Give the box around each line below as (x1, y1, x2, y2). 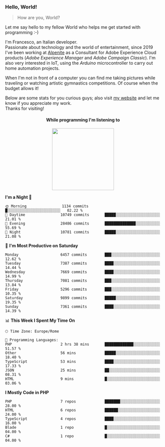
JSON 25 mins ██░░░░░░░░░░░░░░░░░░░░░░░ (5, 367, 161, 373)
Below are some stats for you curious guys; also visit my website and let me (5, 95, 160, 101)
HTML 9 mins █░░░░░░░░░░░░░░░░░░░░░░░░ (5, 376, 161, 381)
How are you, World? (17, 15, 60, 21)
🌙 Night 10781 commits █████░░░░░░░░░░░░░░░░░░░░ (5, 229, 161, 234)
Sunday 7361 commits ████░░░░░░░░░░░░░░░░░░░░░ (5, 304, 161, 309)
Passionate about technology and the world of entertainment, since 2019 (5, 45, 153, 50)
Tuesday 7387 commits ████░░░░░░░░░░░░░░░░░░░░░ (5, 261, 161, 266)
